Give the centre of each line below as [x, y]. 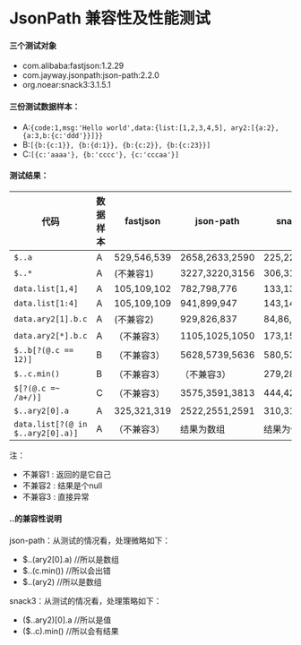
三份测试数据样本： [45, 106]
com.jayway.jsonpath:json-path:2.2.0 [90, 75]
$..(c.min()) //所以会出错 [67, 571]
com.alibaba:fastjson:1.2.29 [73, 66]
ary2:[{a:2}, [255, 128]
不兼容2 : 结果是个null [62, 486]
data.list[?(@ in [51, 424]
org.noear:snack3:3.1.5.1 [66, 85]
